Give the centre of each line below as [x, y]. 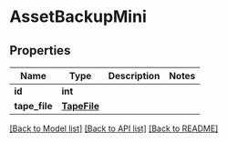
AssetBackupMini [78, 17]
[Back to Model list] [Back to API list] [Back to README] [114, 128]
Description [134, 76]
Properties [40, 51]
